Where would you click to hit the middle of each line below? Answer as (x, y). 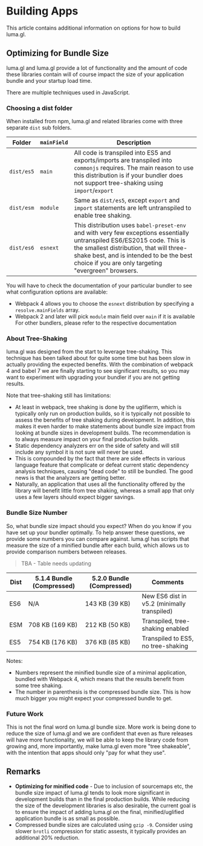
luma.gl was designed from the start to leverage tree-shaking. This (89, 352)
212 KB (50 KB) (108, 625)
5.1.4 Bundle (54, 578)
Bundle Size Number (37, 513)
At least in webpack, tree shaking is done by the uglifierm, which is (98, 407)
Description (134, 143)
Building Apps (42, 11)
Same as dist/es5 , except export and (127, 201)
